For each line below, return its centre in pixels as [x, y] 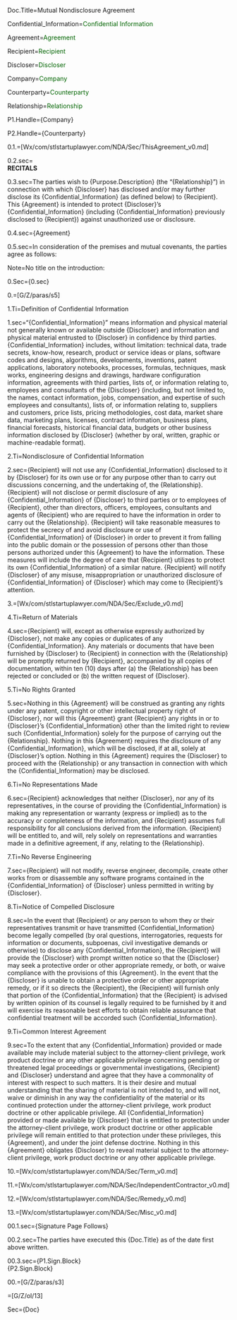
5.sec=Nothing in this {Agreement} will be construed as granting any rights [116, 703]
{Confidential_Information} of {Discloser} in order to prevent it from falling [115, 537]
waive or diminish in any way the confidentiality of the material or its [106, 1098]
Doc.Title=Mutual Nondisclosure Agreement [71, 10]
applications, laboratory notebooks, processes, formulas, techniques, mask [117, 367]
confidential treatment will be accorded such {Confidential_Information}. [112, 1018]
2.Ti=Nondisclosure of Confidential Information [76, 456]
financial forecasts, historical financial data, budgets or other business [109, 427]
